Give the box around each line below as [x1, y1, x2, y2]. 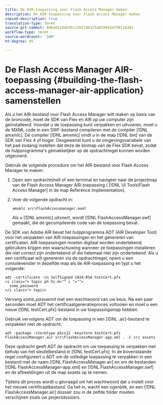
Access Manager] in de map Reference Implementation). [12, 187, 126, 193]
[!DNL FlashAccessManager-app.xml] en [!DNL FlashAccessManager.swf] [5, 364, 154, 370]
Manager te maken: [5, 167, 44, 173]
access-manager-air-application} [5, 85, 145, 96]
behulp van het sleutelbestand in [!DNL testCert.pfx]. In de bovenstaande [5, 348, 152, 354]
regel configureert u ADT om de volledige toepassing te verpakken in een [5, 354, 152, 360]
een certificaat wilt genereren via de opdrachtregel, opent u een [5, 255, 134, 261]
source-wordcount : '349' [5, 35, 55, 39]
